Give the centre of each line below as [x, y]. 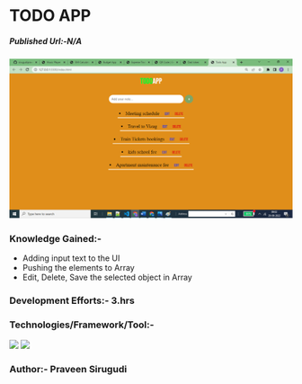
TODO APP [50, 16]
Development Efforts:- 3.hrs [72, 300]
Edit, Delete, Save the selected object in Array [107, 277]
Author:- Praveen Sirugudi [68, 369]
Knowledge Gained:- [55, 239]
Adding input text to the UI [71, 258]
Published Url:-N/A [46, 40]
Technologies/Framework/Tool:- [82, 325]
